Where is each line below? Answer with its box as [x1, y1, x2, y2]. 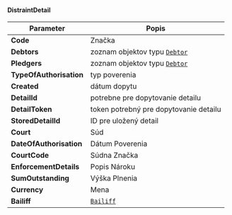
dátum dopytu [90, 81, 137, 91]
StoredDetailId [11, 116, 61, 126]
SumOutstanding [11, 173, 69, 183]
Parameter [29, 23, 66, 33]
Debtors [11, 47, 39, 57]
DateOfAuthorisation [11, 139, 83, 149]
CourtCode [11, 151, 50, 161]
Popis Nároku [90, 162, 136, 172]
